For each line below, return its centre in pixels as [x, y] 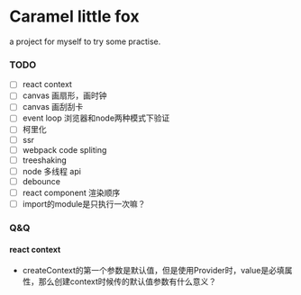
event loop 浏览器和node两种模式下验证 [96, 118]
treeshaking [45, 160]
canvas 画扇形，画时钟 [64, 95]
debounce [41, 181]
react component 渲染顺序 [71, 192]
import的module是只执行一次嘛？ [84, 203]
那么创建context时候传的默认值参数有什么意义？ [128, 282]
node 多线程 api [51, 171]
